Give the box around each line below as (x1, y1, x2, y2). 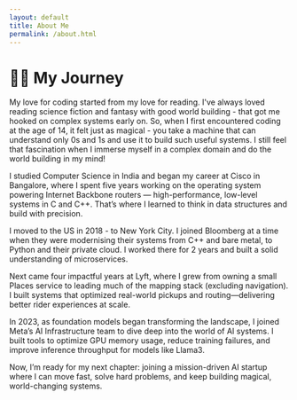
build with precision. (9, 208, 83, 219)
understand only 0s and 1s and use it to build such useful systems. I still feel (9, 135, 286, 145)
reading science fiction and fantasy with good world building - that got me (9, 106, 281, 117)
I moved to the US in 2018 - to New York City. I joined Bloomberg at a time (9, 225, 279, 236)
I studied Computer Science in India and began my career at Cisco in (9, 170, 261, 182)
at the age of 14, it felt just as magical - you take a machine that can (9, 125, 256, 136)
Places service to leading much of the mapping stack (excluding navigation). (9, 280, 289, 291)
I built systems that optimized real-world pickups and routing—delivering (9, 290, 275, 301)
